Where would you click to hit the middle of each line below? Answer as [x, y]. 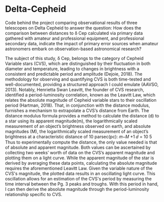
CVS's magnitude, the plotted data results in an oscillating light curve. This [80, 173]
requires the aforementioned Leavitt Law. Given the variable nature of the [79, 168]
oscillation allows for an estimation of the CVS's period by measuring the [78, 178]
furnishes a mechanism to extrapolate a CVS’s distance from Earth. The [77, 110]
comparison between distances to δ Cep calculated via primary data [74, 33]
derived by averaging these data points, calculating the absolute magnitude [81, 163]
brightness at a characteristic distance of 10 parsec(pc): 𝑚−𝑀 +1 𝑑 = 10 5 [79, 137]
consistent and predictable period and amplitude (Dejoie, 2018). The [74, 74]
